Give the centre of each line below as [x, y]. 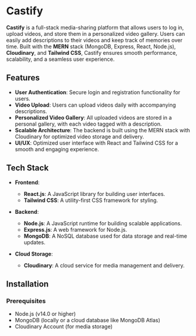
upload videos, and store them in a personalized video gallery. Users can [96, 33]
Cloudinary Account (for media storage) [64, 326]
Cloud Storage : [34, 254]
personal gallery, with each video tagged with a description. [88, 124]
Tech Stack [27, 168]
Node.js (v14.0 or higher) [45, 314]
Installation [27, 284]
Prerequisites [26, 301]
